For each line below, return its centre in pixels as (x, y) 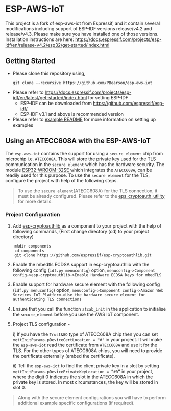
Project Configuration (33, 215)
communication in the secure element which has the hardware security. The (85, 164)
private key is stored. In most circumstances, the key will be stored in (85, 382)
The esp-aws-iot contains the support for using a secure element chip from (84, 153)
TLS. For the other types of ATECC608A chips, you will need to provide (88, 350)
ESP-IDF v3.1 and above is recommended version (72, 114)
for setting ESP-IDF (108, 97)
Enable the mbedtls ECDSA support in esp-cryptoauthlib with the (81, 264)
